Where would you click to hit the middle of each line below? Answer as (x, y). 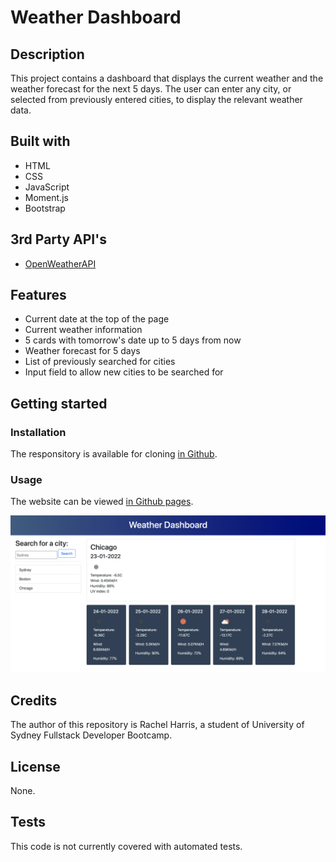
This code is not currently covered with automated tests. (126, 846)
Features (38, 295)
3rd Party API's (58, 239)
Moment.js (46, 197)
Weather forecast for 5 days (82, 351)
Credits (34, 700)
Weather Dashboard (96, 17)
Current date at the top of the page (97, 319)
